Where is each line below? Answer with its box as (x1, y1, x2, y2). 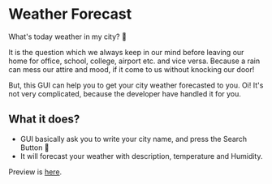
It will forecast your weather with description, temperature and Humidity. (19, 151, 263, 160)
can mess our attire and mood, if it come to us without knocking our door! (8, 64, 255, 74)
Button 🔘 (19, 143, 50, 152)
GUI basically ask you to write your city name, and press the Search (19, 134, 248, 143)
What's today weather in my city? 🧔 (8, 32, 127, 41)
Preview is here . (8, 167, 63, 177)
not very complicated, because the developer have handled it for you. (8, 88, 242, 98)
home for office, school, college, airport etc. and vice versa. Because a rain (8, 56, 261, 66)
